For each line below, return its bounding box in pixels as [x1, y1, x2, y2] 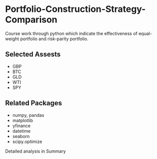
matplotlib [12, 117, 33, 123]
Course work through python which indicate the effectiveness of [5, 30, 138, 36]
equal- [139, 30, 152, 36]
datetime [12, 128, 31, 134]
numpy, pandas [12, 112, 44, 118]
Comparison [5, 14, 58, 25]
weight [5, 36, 19, 42]
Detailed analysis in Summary [5, 148, 66, 154]
